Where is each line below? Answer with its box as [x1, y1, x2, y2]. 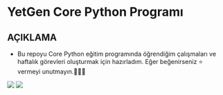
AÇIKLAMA [7, 32, 57, 43]
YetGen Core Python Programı [7, 4, 184, 20]
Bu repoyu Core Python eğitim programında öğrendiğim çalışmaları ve [17, 50, 217, 58]
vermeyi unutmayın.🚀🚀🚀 [17, 67, 86, 76]
